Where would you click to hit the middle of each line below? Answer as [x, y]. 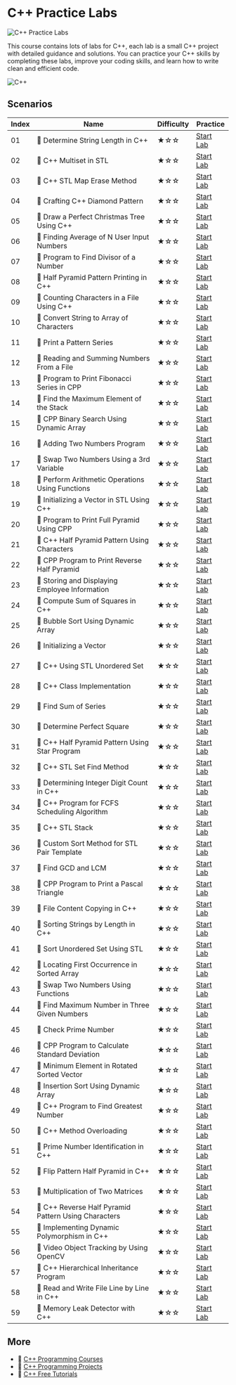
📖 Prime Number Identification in [90, 1146]
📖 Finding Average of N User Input [93, 237]
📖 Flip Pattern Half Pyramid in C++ [93, 1171]
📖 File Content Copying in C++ [87, 908]
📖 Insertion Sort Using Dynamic [88, 1086]
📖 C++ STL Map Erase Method [87, 181]
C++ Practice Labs [63, 13]
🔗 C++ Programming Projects [60, 1366]
